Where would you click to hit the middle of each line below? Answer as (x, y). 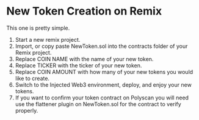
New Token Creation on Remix (84, 11)
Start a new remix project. (48, 39)
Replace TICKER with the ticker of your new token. (78, 65)
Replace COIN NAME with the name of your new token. (84, 59)
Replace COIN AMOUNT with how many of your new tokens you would (104, 72)
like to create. (32, 78)
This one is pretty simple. (38, 28)
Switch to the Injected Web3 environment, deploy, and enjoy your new (103, 85)
